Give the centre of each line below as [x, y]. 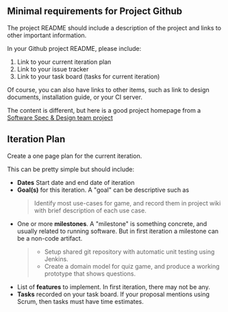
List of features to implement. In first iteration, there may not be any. [113, 287]
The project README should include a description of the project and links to [114, 27]
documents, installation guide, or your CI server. [75, 97]
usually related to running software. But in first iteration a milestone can [118, 231]
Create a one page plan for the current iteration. [75, 156]
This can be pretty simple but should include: [71, 169]
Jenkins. [56, 259]
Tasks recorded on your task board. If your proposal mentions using [113, 294]
